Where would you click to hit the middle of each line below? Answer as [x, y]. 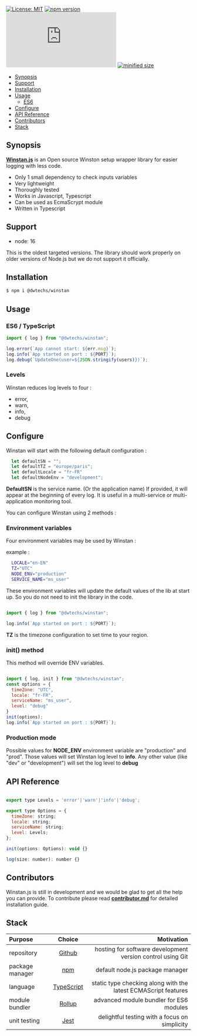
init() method [25, 650]
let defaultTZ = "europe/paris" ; [52, 467]
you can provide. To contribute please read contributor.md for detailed [92, 898]
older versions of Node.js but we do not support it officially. [78, 258]
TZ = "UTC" [22, 569]
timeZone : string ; [34, 816]
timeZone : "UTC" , [33, 690]
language [22, 987]
